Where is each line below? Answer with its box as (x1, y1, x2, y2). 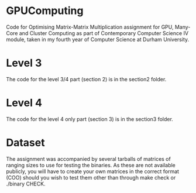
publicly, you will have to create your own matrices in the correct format (6, 168, 180, 175)
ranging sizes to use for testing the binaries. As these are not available (6, 161, 176, 168)
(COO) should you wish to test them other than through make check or (6, 174, 176, 181)
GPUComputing (6, 4, 84, 18)
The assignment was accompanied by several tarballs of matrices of (6, 155, 171, 162)
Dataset (6, 136, 45, 149)
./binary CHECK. (6, 180, 46, 187)
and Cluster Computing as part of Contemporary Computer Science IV (19, 29, 189, 36)
